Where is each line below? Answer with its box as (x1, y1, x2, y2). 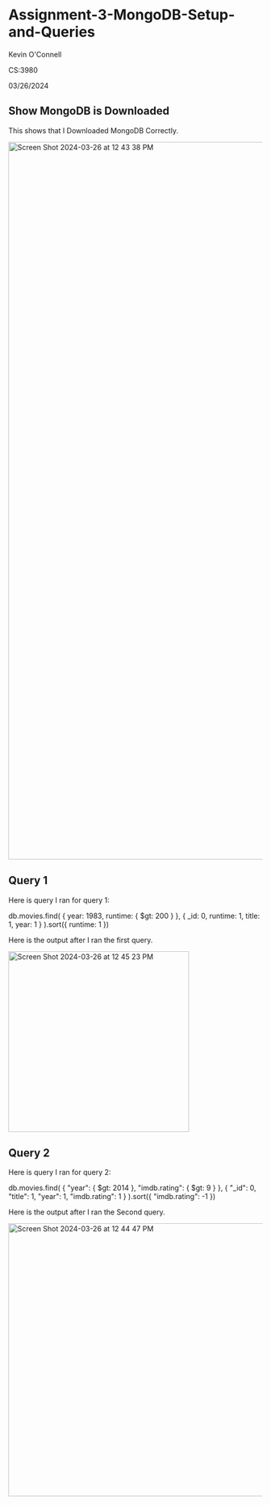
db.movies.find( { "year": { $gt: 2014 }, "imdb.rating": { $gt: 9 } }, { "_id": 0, (8, 1183, 256, 1193)
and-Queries (8, 23, 95, 41)
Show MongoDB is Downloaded (8, 104, 169, 118)
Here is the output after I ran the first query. (8, 935, 153, 945)
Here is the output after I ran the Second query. (8, 1207, 165, 1217)
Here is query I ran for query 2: (8, 1168, 111, 1177)
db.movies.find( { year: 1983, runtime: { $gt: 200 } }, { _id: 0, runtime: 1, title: (8, 911, 261, 920)
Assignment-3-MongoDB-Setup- (8, 6, 236, 24)
